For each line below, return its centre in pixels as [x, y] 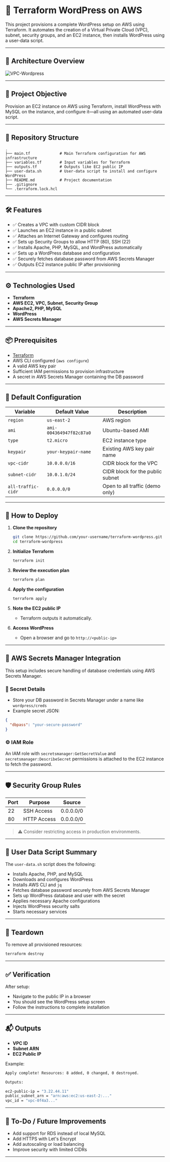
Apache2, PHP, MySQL [37, 308]
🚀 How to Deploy [32, 516]
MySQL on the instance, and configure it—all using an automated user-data [84, 111]
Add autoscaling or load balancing [48, 1144]
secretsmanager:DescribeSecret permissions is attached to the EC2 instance [85, 759]
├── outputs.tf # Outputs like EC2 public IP [64, 167]
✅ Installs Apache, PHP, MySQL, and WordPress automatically [77, 247]
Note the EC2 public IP [36, 608]
